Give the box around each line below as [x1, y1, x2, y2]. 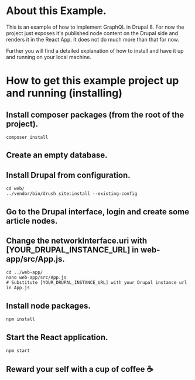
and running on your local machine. [6, 53, 92, 60]
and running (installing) [6, 87, 123, 100]
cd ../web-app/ [6, 269, 43, 276]
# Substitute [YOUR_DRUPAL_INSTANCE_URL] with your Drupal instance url [6, 280, 187, 286]
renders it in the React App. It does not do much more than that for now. [6, 36, 180, 43]
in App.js [6, 285, 30, 291]
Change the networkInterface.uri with [6, 235, 148, 245]
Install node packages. [6, 300, 91, 311]
